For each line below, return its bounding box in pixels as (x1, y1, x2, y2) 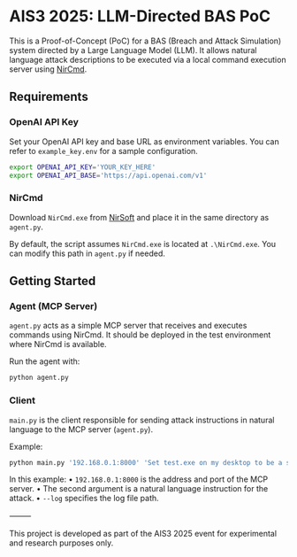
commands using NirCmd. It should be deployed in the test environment (9, 329, 271, 340)
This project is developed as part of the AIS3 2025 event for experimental (9, 529, 277, 539)
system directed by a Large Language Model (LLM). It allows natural (9, 44, 257, 55)
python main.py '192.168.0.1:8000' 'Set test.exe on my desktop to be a (9, 458, 283, 467)
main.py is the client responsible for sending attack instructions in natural (9, 414, 275, 425)
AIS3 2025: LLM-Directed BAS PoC (9, 6, 271, 27)
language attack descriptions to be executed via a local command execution (9, 54, 286, 65)
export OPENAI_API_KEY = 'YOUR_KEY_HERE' (9, 162, 156, 172)
